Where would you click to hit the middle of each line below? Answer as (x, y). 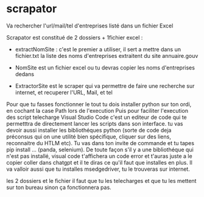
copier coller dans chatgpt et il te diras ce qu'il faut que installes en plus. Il (100, 162)
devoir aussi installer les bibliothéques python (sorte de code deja (89, 130)
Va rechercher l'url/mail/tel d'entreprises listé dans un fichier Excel (90, 26)
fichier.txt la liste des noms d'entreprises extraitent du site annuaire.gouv (107, 56)
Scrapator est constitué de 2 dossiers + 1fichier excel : (75, 37)
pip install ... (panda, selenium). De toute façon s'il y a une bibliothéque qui (100, 149)
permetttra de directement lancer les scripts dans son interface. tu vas (95, 123)
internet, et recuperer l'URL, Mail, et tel (64, 92)
